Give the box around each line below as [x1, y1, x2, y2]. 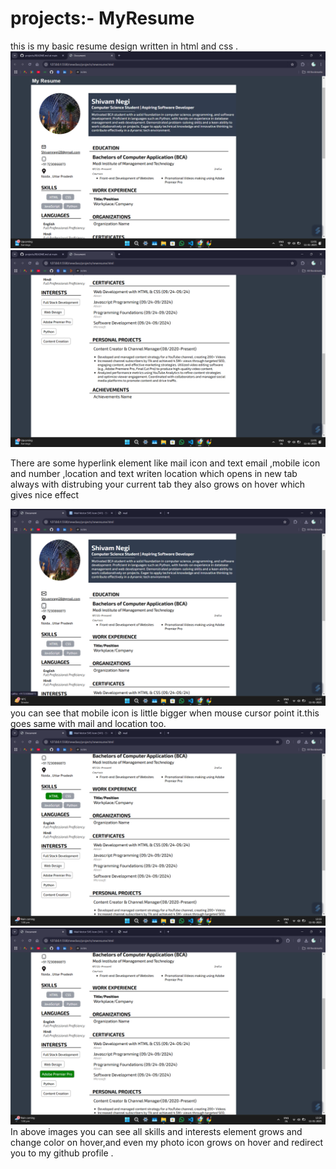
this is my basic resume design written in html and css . [10, 40, 239, 52]
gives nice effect [10, 488, 80, 501]
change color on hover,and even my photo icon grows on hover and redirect [10, 1136, 324, 1148]
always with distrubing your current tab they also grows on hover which [10, 478, 306, 490]
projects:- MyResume [10, 7, 195, 30]
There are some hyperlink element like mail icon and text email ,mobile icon [10, 457, 321, 469]
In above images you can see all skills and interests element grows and [10, 1125, 303, 1137]
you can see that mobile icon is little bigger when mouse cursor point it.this [10, 707, 320, 719]
